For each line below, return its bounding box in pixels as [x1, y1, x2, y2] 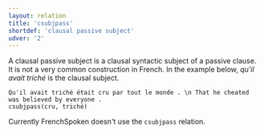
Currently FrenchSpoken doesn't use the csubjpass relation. [8, 117, 206, 127]
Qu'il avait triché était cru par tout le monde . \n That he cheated [8, 89, 250, 97]
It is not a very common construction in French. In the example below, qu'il [8, 65, 254, 75]
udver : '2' [8, 34, 45, 43]
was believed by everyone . [8, 95, 103, 104]
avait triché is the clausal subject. [8, 73, 120, 83]
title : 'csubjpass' [8, 19, 74, 27]
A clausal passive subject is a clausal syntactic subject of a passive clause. [8, 56, 257, 66]
